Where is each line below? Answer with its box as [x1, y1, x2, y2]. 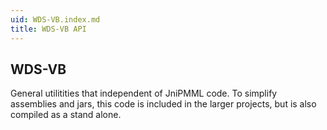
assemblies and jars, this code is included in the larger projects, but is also [10, 98, 317, 110]
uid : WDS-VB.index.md [10, 14, 101, 25]
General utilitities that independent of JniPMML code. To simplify [10, 87, 278, 100]
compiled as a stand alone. [10, 109, 122, 121]
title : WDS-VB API [10, 24, 87, 34]
